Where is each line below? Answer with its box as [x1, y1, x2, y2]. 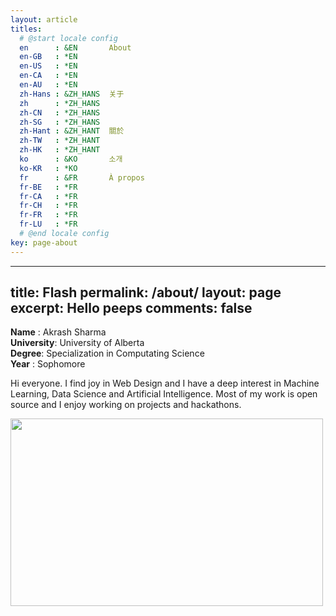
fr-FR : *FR [19, 210, 78, 220]
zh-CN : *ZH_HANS [19, 107, 101, 118]
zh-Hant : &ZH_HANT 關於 [19, 126, 125, 136]
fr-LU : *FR [19, 219, 78, 230]
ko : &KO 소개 [19, 154, 123, 164]
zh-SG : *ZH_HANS [19, 117, 101, 127]
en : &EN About [19, 42, 132, 53]
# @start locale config [19, 33, 118, 43]
